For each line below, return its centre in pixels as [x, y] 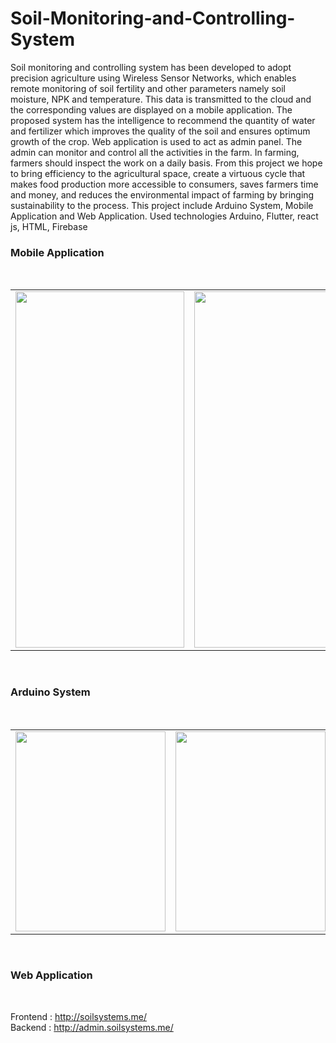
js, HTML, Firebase [49, 226]
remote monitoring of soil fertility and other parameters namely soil [148, 88]
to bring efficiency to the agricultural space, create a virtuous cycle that [158, 173]
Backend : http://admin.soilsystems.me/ [92, 1027]
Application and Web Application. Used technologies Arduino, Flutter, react [164, 216]
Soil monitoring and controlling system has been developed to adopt [151, 67]
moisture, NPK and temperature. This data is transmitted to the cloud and [161, 99]
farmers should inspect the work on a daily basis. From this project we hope [166, 163]
